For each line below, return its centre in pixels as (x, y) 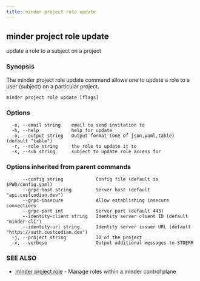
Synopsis (20, 67)
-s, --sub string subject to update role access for (87, 152)
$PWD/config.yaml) (29, 185)
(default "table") (29, 141)
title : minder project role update (51, 12)
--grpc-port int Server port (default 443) (93, 211)
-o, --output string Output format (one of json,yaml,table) (93, 136)
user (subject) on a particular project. (53, 86)
